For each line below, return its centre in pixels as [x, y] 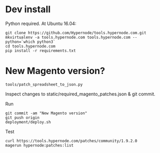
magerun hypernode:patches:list [39, 145]
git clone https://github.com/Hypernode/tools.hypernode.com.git [76, 33]
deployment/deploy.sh [28, 122]
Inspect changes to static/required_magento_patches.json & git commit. [81, 94]
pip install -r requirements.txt [41, 50]
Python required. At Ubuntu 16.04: [41, 23]
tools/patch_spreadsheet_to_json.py [44, 84]
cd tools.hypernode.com [30, 46]
